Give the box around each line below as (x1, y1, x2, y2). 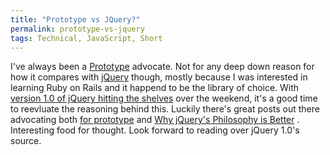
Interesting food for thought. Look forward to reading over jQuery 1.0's (10, 124, 300, 136)
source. (10, 135, 42, 147)
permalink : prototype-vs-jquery (10, 24, 145, 34)
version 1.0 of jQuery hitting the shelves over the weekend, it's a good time (10, 92, 318, 105)
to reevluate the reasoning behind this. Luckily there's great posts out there (10, 103, 320, 115)
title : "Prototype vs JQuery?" (10, 14, 141, 25)
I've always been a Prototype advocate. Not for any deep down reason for (10, 61, 315, 73)
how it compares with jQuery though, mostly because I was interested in (10, 71, 308, 83)
